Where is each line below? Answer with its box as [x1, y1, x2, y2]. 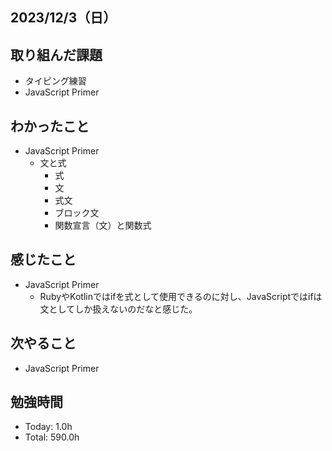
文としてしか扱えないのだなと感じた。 [39, 303, 198, 315]
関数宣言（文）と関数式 [54, 219, 152, 232]
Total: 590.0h [24, 431, 80, 443]
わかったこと [10, 118, 90, 135]
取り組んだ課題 [10, 46, 103, 63]
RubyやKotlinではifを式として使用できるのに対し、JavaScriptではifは [39, 290, 323, 302]
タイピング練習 [24, 75, 87, 87]
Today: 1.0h [24, 421, 73, 433]
